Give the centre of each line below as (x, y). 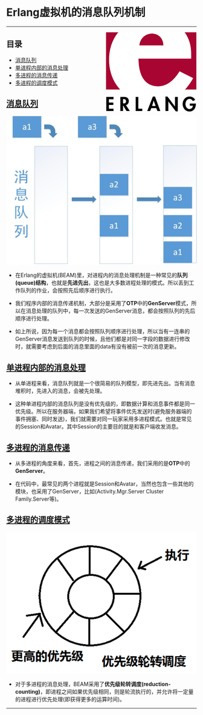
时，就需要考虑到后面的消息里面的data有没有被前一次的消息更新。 (97, 347)
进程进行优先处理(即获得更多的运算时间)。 (73, 699)
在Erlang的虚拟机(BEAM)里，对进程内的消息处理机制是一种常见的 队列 (101, 275)
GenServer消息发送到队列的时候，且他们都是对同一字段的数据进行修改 (102, 339)
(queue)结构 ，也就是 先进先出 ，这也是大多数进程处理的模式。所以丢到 (102, 283)
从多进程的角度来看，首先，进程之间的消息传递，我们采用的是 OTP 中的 (102, 463)
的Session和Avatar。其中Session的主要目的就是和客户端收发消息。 (98, 427)
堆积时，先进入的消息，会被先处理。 (60, 391)
